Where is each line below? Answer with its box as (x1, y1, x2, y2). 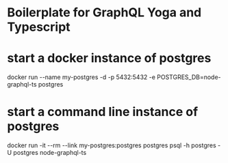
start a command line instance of (7, 104, 199, 120)
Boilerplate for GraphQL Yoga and (7, 5, 202, 20)
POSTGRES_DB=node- (157, 73, 221, 81)
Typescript (7, 19, 71, 35)
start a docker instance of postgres (7, 50, 212, 66)
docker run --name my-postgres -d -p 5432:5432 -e (7, 73, 156, 81)
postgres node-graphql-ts (13, 149, 87, 157)
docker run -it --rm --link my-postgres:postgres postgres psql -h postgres (7, 141, 217, 149)
